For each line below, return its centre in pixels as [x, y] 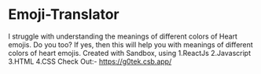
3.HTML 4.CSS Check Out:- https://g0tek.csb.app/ [90, 61]
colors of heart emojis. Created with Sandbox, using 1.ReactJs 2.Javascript [130, 53]
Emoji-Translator [64, 15]
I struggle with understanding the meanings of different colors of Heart [123, 36]
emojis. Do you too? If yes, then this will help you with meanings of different [130, 44]
